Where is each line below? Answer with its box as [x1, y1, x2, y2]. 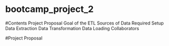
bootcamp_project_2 [5, 3, 94, 15]
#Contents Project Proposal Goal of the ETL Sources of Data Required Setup [5, 20, 164, 26]
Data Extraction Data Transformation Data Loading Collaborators [5, 25, 140, 31]
